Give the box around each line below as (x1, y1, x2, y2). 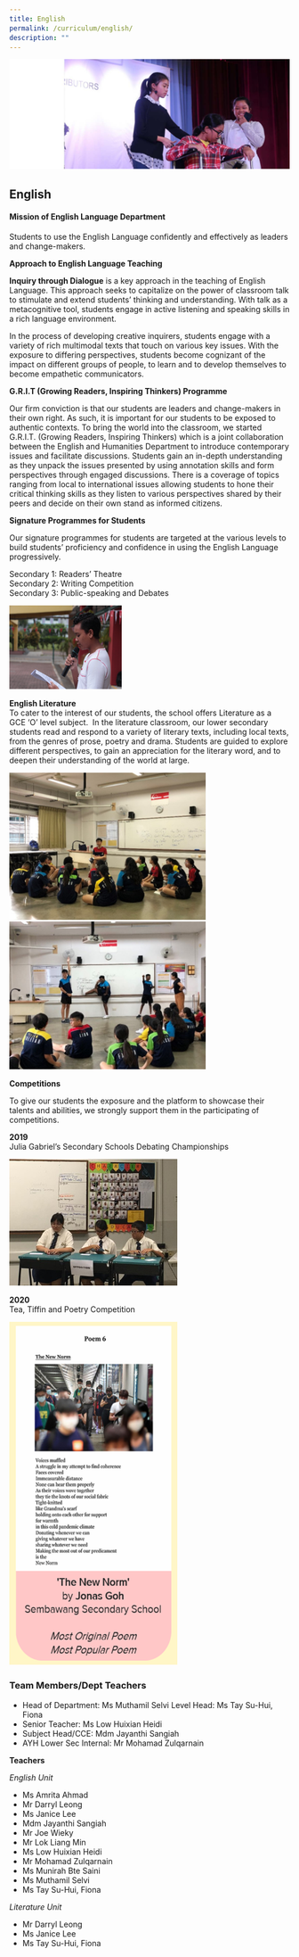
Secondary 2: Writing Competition (9, 578, 134, 589)
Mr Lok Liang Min (21, 1837, 86, 1847)
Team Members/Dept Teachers (9, 1680, 147, 1692)
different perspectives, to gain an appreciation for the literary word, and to (9, 745, 281, 756)
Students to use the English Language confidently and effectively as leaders (9, 231, 288, 242)
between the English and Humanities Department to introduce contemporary (9, 441, 289, 451)
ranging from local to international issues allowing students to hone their (9, 478, 274, 490)
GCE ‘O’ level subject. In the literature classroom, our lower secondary (9, 716, 269, 727)
